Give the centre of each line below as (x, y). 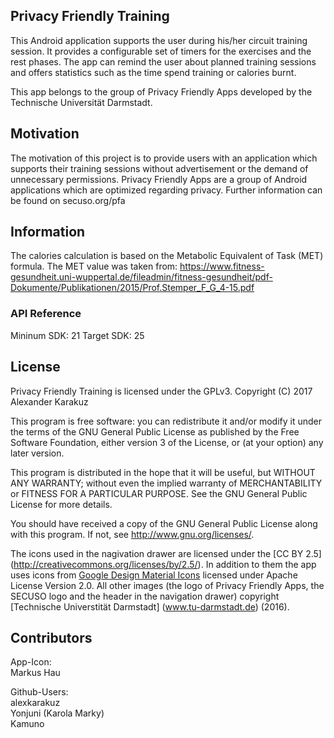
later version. (37, 453)
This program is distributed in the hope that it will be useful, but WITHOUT (163, 472)
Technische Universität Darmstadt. (81, 102)
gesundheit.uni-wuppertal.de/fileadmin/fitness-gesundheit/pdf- (141, 277)
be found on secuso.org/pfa (68, 200)
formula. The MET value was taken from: (94, 266)
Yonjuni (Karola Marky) (57, 713)
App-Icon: (31, 662)
